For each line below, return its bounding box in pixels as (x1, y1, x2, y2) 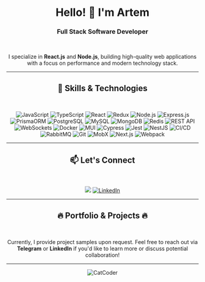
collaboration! (85, 251, 120, 259)
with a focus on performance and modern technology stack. (27, 59, 178, 67)
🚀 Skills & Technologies (57, 83, 148, 94)
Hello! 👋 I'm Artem (56, 6, 149, 20)
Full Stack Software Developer (57, 28, 148, 36)
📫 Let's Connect (70, 155, 135, 165)
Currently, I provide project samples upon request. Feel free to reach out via (7, 238, 198, 245)
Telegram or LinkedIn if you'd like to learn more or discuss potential (17, 245, 188, 252)
